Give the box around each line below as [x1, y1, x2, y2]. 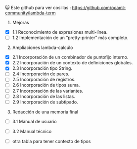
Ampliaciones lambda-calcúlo [12, 45, 73, 50]
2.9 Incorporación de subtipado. [12, 99, 78, 105]
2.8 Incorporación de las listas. [12, 93, 75, 99]
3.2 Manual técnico [12, 128, 52, 134]
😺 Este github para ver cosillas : [5, 5, 71, 10]
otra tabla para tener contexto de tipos [12, 138, 91, 144]
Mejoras [12, 20, 29, 25]
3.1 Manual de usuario [12, 118, 57, 124]
